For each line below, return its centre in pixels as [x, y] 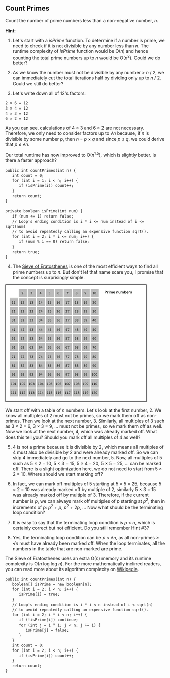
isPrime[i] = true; [39, 595]
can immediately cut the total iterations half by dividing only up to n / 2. [87, 78]
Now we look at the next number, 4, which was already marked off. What [81, 432]
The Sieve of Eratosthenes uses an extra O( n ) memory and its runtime [78, 559]
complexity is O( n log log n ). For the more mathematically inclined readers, [83, 564]
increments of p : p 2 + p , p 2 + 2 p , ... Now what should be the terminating [88, 507]
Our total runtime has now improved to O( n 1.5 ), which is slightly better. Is [81, 155]
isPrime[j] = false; [47, 630]
